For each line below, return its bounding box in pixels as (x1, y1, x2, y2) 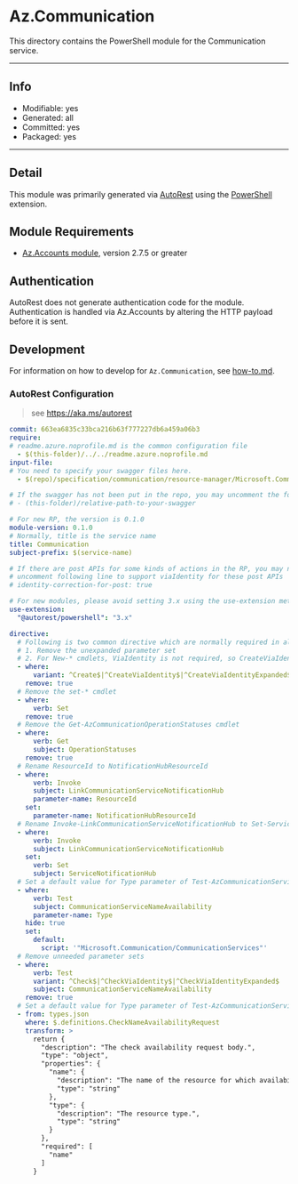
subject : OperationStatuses (32, 745, 137, 754)
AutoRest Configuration (9, 387, 114, 399)
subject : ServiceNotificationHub (32, 869, 157, 878)
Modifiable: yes (21, 102, 79, 113)
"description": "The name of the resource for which (56, 1076, 255, 1085)
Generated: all (21, 112, 74, 123)
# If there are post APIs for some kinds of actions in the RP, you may (9, 564, 284, 573)
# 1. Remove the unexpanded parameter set (17, 646, 176, 655)
